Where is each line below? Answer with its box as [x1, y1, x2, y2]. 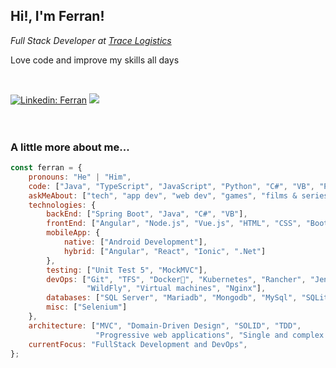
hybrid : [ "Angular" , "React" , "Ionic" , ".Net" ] [63, 246, 267, 256]
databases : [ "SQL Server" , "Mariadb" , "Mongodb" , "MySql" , [46, 293, 298, 303]
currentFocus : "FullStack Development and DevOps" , [28, 339, 248, 349]
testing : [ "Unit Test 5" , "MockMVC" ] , [46, 265, 208, 275]
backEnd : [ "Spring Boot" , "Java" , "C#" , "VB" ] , [46, 209, 248, 219]
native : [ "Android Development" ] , [63, 237, 208, 248]
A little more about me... [10, 140, 130, 154]
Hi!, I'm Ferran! [10, 8, 105, 25]
